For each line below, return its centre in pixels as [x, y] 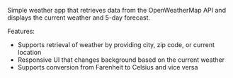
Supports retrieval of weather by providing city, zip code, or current [116, 45]
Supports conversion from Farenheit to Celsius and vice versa [108, 67]
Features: [21, 31]
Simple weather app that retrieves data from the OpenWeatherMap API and [117, 10]
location [29, 52]
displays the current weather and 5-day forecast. [79, 18]
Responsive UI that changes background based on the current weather [121, 60]
